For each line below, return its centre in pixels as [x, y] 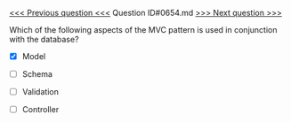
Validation [40, 92]
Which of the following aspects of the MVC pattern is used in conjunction [143, 30]
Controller [40, 110]
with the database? [44, 39]
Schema [37, 74]
